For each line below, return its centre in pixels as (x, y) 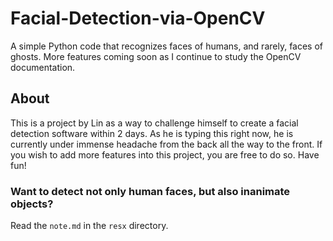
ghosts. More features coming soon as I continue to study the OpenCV (156, 56)
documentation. (43, 67)
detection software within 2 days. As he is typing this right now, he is (152, 133)
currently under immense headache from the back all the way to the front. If (166, 144)
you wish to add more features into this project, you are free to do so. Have (165, 154)
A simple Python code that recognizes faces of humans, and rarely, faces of (167, 46)
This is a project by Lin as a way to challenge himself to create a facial (154, 123)
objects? (32, 204)
